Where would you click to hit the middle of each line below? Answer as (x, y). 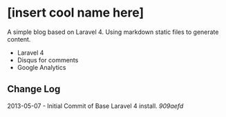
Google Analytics (41, 67)
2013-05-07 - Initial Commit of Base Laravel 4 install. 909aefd (95, 106)
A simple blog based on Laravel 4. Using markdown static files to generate (113, 32)
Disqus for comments (48, 60)
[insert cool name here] (76, 13)
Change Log (34, 89)
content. (19, 39)
